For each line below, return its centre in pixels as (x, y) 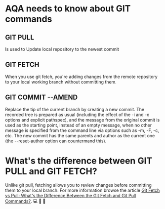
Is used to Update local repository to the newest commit (62, 49)
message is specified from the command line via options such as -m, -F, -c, (82, 130)
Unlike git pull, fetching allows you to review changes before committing (79, 185)
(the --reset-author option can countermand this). (56, 141)
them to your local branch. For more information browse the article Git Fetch (82, 190)
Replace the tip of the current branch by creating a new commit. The (75, 109)
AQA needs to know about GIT (68, 9)
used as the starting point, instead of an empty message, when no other (79, 125)
